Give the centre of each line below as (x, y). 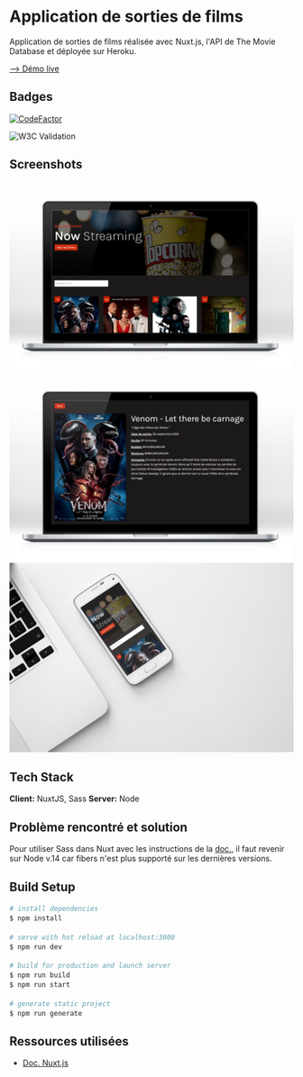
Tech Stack (41, 777)
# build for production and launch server (90, 966)
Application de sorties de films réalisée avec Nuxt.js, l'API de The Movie (142, 41)
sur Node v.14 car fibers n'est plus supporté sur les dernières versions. (141, 859)
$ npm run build (40, 975)
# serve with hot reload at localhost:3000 (92, 937)
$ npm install (36, 918)
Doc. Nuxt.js (46, 1063)
